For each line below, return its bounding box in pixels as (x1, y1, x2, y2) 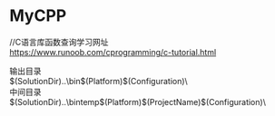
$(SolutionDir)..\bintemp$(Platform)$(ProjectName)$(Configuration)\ (9, 96, 266, 107)
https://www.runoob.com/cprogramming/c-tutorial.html (9, 46, 217, 57)
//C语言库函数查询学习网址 (9, 36, 109, 47)
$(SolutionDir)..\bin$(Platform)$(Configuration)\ (9, 75, 188, 86)
